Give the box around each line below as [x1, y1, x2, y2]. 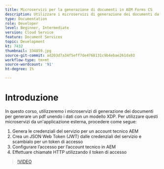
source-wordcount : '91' [5, 62, 54, 67]
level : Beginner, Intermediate [5, 26, 69, 30]
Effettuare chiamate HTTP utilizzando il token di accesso [12, 149, 127, 155]
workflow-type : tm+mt [5, 57, 50, 62]
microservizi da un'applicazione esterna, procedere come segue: [5, 118, 137, 124]
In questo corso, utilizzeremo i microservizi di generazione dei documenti [5, 108, 154, 114]
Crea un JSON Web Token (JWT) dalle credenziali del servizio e [12, 133, 141, 139]
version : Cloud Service [5, 30, 54, 35]
